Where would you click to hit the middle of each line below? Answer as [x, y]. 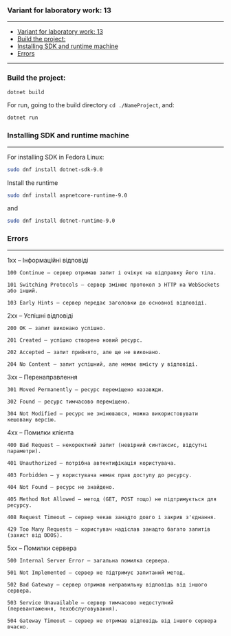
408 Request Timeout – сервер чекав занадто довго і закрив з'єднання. [112, 517]
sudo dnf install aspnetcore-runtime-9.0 [67, 195]
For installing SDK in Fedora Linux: [56, 157]
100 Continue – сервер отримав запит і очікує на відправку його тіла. [112, 273]
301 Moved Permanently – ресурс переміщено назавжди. [86, 390]
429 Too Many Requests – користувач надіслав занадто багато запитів [109, 529]
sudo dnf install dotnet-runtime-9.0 [61, 221]
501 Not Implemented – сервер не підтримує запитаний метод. [97, 573]
